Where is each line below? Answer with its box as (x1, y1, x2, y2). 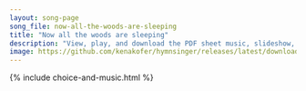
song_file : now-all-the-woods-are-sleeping (9, 22, 178, 31)
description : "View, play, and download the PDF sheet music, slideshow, (9, 38, 296, 48)
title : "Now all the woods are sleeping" (9, 30, 169, 39)
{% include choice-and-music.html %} (9, 72, 154, 83)
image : (9, 47, 35, 56)
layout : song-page (9, 13, 79, 23)
